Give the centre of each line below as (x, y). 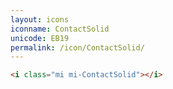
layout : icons (40, 19)
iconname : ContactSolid (60, 29)
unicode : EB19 (40, 38)
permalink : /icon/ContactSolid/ (77, 47)
